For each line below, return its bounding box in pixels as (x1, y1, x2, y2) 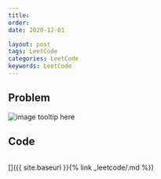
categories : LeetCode (8, 55, 79, 63)
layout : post (8, 40, 51, 48)
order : (8, 19, 30, 27)
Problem (8, 91, 51, 104)
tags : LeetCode (8, 48, 58, 56)
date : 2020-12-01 (8, 26, 65, 34)
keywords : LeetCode (8, 62, 72, 71)
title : (8, 11, 30, 20)
